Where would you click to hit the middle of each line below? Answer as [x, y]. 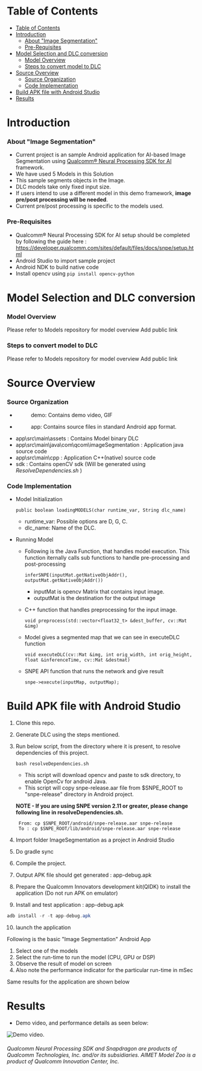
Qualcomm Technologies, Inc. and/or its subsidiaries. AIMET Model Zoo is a [101, 1055]
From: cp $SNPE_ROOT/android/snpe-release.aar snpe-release [96, 823]
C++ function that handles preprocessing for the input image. [101, 610]
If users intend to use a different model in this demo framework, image [103, 193]
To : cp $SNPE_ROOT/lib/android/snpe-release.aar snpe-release [99, 829]
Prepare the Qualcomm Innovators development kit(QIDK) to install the [103, 887]
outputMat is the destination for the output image [94, 598]
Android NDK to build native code [57, 267]
